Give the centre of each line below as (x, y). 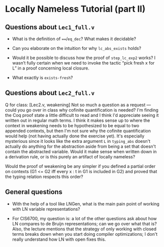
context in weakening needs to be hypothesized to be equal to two (72, 125)
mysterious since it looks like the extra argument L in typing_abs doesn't (78, 141)
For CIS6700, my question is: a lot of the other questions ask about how (84, 218)
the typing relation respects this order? (44, 177)
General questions (34, 192)
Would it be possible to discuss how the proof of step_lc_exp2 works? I (84, 58)
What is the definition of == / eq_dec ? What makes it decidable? (74, 39)
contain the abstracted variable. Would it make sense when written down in (81, 151)
